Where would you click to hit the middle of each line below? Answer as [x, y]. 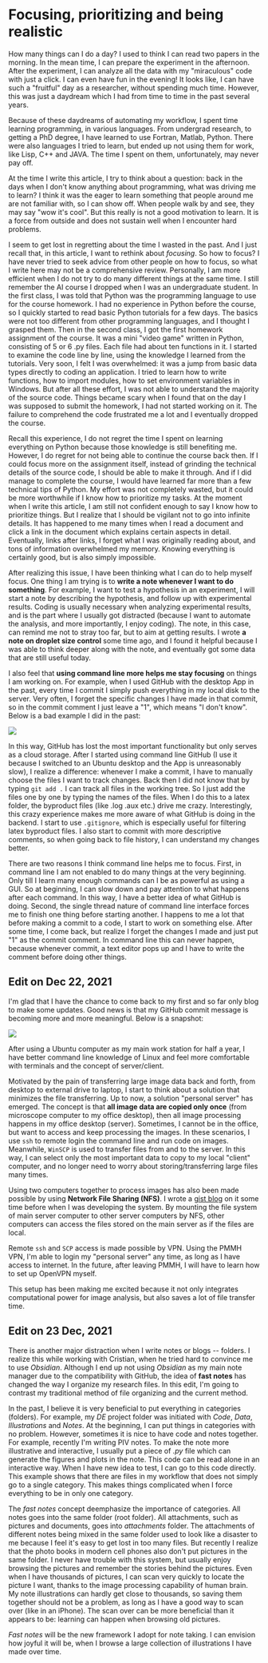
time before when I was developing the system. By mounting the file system [133, 1207]
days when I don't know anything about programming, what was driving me [132, 186]
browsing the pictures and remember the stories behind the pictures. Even [130, 1568]
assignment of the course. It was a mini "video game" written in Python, [126, 338]
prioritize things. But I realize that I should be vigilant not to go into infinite [129, 515]
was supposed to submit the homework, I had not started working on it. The [133, 406]
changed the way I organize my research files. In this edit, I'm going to [124, 1384]
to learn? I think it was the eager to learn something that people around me [131, 195]
